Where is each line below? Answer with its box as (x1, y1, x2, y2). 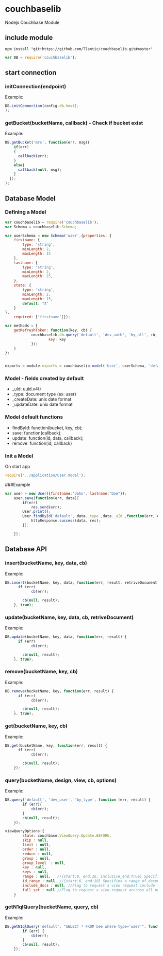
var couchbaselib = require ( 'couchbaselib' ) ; (5, 220, 98, 225)
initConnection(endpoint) (5, 83, 66, 90)
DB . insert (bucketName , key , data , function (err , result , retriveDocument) (5, 580, 160, 585)
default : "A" (22, 301, 49, 306)
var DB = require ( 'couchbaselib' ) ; (5, 55, 77, 60)
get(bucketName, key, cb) (5, 722, 68, 729)
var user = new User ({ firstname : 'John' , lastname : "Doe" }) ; (5, 491, 127, 496)
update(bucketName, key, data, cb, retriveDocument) (5, 614, 134, 621)
